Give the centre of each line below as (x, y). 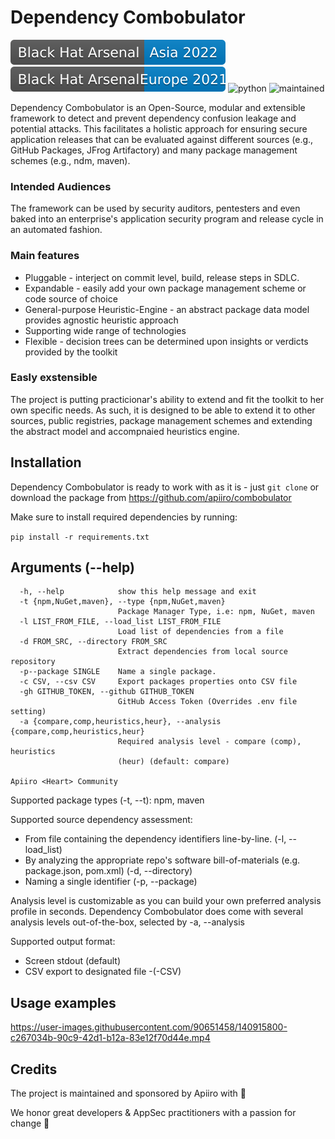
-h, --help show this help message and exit (138, 592)
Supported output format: (63, 942)
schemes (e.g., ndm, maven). (70, 160)
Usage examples (63, 1002)
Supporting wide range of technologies (105, 330)
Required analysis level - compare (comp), (209, 742)
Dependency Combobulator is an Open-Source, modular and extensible (158, 107)
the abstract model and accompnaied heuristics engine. (125, 431)
